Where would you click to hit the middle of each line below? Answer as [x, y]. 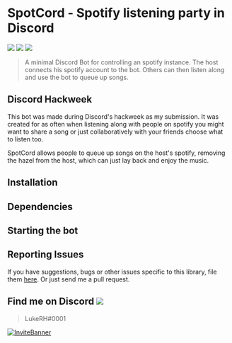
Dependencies [40, 207]
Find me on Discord [51, 302]
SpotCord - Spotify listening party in [116, 13]
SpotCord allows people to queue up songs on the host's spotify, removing [116, 153]
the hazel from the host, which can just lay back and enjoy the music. [108, 160]
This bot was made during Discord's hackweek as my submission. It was [113, 116]
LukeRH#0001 [45, 318]
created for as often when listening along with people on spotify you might [116, 124]
